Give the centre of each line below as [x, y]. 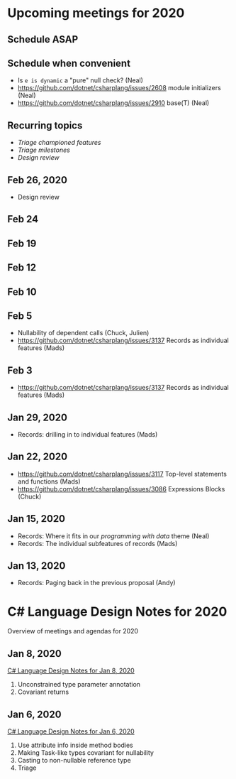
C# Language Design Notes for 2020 [117, 611]
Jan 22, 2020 [38, 457]
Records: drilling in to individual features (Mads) [88, 435]
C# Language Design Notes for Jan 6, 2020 [71, 731]
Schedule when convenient [69, 63]
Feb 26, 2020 [37, 180]
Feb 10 [22, 292]
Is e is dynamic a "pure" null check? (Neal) [80, 80]
